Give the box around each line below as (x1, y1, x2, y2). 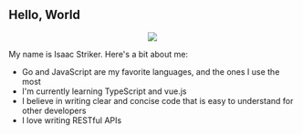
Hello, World (8, 7, 81, 23)
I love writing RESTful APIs (21, 114, 122, 126)
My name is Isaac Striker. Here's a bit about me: (8, 48, 189, 59)
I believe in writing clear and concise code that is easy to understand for (21, 95, 294, 106)
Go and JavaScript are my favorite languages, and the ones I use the (21, 66, 280, 77)
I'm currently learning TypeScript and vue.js (21, 86, 187, 97)
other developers (21, 105, 87, 116)
